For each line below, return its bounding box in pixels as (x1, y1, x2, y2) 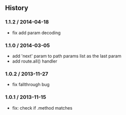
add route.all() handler (12, 58, 57, 64)
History (5, 4, 28, 12)
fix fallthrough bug (12, 82, 50, 88)
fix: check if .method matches (12, 105, 73, 111)
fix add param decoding (12, 29, 61, 36)
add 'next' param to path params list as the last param (12, 53, 122, 59)
